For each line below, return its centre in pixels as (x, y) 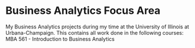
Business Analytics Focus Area (83, 11)
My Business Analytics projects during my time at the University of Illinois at (97, 27)
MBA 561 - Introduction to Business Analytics (60, 39)
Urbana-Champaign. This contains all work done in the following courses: (95, 32)
